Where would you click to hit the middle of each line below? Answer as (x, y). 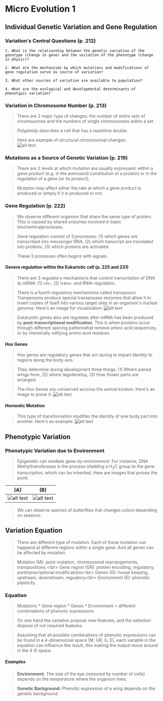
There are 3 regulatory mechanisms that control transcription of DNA (86, 278)
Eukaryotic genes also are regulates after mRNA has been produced (85, 317)
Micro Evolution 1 (40, 9)
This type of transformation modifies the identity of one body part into (87, 416)
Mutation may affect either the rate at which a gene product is (79, 188)
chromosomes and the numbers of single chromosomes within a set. (86, 121)
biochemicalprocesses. (40, 227)
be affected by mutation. (42, 552)
